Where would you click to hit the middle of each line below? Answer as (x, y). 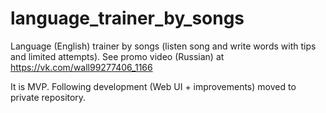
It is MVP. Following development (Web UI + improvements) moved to (153, 86)
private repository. (48, 97)
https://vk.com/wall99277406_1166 (81, 67)
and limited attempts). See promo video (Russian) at (117, 56)
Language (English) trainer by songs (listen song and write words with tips (163, 46)
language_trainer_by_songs (127, 18)
